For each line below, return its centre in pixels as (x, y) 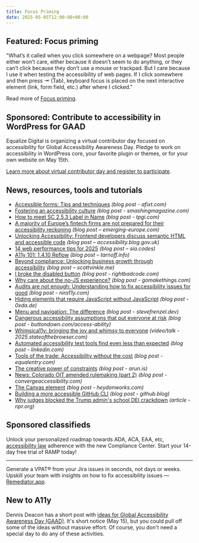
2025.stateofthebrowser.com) (51, 337)
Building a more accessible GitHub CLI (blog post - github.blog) (92, 393)
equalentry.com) (35, 362)
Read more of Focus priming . (41, 99)
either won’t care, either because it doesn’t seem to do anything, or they (94, 62)
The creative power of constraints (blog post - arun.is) (81, 368)
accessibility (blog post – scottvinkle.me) (65, 267)
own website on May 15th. (38, 160)
